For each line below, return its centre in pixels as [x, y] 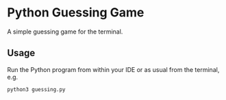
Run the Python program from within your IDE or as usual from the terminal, [113, 69]
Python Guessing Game [76, 13]
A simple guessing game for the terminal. [65, 32]
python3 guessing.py [37, 89]
